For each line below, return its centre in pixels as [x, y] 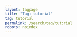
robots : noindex [21, 27]
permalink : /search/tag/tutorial [39, 23]
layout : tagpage [21, 9]
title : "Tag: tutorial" [29, 14]
